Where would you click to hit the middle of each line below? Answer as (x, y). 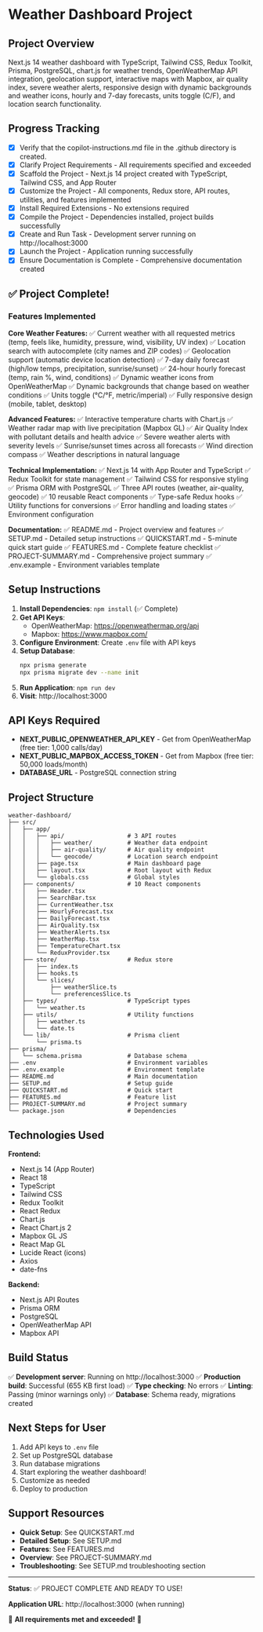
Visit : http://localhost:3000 (63, 696)
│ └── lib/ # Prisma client (94, 1036)
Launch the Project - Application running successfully (106, 251)
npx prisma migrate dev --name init (79, 672)
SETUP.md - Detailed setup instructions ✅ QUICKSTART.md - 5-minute (122, 539)
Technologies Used (56, 1135)
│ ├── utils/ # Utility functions (101, 1015)
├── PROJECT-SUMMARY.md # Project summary (98, 1104)
